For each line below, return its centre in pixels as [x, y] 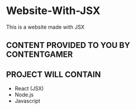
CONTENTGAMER [39, 55]
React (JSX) [29, 88]
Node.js [24, 95]
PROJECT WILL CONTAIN [54, 74]
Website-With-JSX [53, 11]
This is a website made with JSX [45, 27]
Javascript [27, 101]
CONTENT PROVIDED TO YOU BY [68, 45]
